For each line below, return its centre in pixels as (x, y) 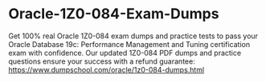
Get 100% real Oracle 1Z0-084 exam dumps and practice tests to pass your (133, 36)
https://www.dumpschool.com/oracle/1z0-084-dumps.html (106, 69)
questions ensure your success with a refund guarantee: (102, 61)
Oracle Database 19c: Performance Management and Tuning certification (129, 44)
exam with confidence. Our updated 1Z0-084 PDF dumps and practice (125, 53)
